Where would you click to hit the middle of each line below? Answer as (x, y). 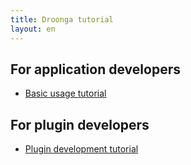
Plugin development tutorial (81, 149)
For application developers (95, 69)
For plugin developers (80, 124)
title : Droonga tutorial (62, 19)
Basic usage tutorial (65, 93)
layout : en (33, 29)
